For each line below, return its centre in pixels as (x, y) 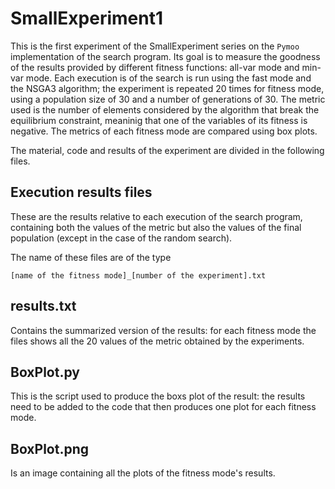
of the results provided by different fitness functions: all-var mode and (155, 67)
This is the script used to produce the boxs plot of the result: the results (158, 396)
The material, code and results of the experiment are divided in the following (167, 150)
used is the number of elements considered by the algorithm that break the (165, 109)
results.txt (43, 306)
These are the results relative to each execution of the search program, (156, 216)
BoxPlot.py (45, 372)
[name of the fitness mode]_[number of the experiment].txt (138, 275)
